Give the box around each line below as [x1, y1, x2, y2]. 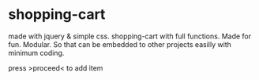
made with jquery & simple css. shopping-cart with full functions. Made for [8, 31, 252, 41]
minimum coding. [8, 48, 65, 57]
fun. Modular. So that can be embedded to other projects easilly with [8, 39, 231, 49]
